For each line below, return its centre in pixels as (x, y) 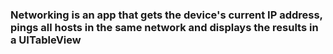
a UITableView (46, 40)
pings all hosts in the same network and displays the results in (164, 27)
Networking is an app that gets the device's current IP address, (166, 15)
